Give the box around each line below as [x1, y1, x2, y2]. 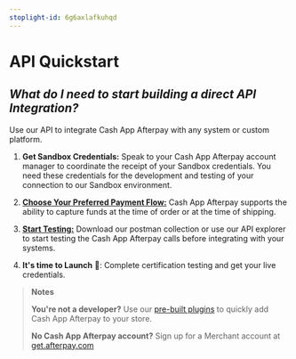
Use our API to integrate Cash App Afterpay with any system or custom [9, 124, 269, 135]
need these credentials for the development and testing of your [21, 170, 254, 181]
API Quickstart [9, 51, 120, 71]
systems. [21, 242, 56, 253]
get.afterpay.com [30, 339, 95, 350]
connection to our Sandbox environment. [21, 179, 172, 190]
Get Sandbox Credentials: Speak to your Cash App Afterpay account [21, 151, 276, 161]
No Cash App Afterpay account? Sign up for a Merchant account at [30, 330, 281, 341]
